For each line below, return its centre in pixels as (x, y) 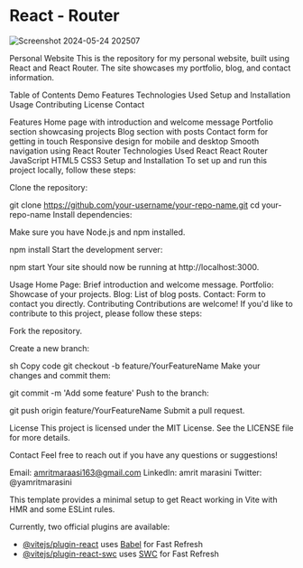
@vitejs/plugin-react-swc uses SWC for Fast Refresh (120, 554)
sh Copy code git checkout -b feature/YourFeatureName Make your (135, 366)
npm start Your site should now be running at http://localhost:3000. (134, 266)
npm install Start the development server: (86, 249)
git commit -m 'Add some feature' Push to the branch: (109, 393)
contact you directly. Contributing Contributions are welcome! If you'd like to (151, 303)
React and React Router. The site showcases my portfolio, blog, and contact (150, 68)
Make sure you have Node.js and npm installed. (97, 232)
